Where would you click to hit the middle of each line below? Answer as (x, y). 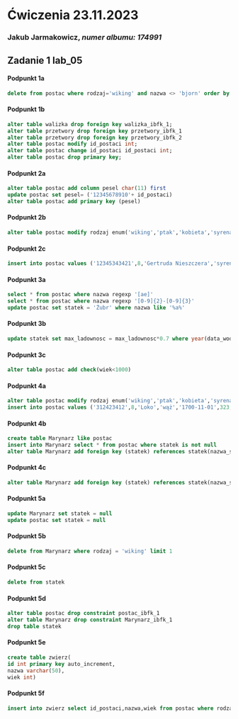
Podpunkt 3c (27, 355)
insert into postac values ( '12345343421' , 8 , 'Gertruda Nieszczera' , (110, 264)
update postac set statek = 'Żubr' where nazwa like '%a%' (96, 307)
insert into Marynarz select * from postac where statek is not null (112, 445)
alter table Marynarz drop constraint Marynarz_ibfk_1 (90, 620)
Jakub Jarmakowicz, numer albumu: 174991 (85, 38)
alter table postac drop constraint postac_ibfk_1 (84, 613)
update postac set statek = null (57, 520)
